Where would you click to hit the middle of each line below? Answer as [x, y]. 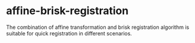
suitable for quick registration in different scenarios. [69, 33]
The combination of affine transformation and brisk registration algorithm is [98, 27]
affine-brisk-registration [67, 11]
